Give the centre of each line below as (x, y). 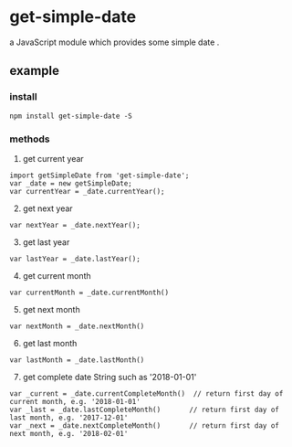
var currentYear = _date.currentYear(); (88, 191)
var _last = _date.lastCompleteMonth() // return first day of (145, 410)
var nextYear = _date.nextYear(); (75, 225)
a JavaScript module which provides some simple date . (115, 42)
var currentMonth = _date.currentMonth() (89, 293)
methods (30, 139)
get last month (50, 343)
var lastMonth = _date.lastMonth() (77, 360)
